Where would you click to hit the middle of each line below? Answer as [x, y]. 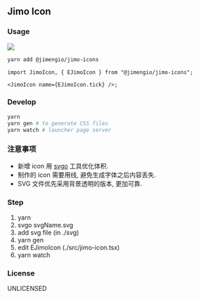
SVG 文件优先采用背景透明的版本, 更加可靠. [80, 183]
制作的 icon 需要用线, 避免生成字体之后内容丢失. [86, 175]
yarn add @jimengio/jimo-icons [53, 59]
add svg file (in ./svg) [48, 232]
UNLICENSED [27, 289]
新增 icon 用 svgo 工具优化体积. [63, 166]
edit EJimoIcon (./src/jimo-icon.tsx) [69, 248]
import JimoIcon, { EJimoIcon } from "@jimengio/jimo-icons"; [100, 72]
